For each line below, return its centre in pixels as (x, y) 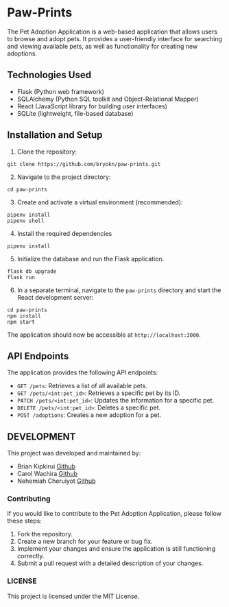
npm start (21, 322)
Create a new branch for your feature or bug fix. (85, 541)
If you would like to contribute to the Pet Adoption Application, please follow (114, 514)
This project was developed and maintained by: (74, 453)
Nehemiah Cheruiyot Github (56, 481)
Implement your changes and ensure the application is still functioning (116, 549)
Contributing (29, 499)
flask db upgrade (32, 271)
